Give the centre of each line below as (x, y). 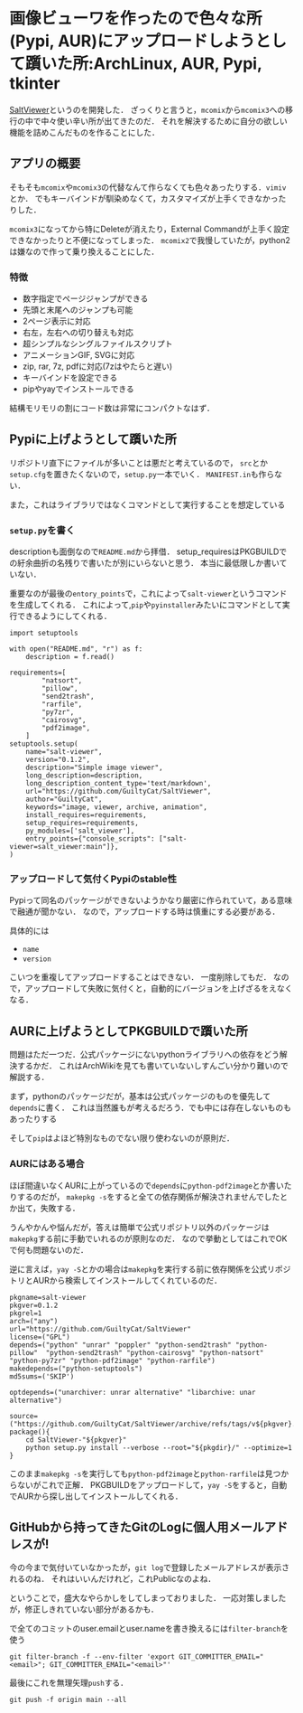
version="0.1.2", (58, 760)
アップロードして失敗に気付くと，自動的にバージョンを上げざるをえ (151, 988)
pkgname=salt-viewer (48, 1297)
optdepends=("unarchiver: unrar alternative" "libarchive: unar (133, 1392)
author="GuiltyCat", (64, 800)
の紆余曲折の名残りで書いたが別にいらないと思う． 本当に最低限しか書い (144, 563)
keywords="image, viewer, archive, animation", (116, 807)
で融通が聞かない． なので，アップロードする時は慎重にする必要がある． (145, 912)
